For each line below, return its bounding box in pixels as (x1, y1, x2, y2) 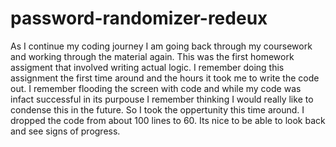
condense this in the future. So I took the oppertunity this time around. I (10, 103, 305, 116)
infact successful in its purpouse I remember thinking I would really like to (10, 93, 314, 105)
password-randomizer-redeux (10, 7, 268, 30)
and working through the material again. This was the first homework (10, 50, 295, 62)
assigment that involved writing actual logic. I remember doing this (10, 61, 285, 73)
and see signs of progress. (10, 125, 121, 137)
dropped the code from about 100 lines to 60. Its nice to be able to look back (10, 114, 326, 126)
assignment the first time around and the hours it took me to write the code (10, 72, 320, 84)
